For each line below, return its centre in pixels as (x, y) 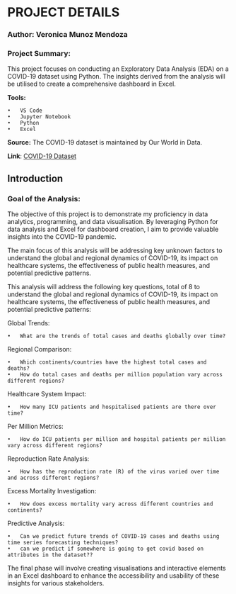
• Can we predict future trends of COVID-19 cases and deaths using (113, 537)
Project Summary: (39, 54)
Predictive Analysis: (36, 523)
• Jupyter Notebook (39, 117)
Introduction (35, 178)
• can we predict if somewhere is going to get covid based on (105, 549)
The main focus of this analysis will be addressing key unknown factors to (115, 251)
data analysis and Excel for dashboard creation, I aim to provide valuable (113, 229)
